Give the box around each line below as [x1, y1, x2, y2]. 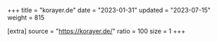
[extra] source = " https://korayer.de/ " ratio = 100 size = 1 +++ [7, 27, 185, 35]
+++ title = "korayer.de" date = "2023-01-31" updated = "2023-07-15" [7, 6, 211, 14]
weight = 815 [7, 13, 44, 22]
